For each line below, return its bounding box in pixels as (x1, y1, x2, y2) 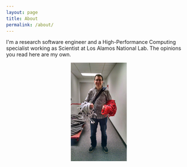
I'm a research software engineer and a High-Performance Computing (6, 39, 176, 46)
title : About (6, 15, 38, 22)
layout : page (6, 9, 38, 15)
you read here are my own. (6, 51, 72, 58)
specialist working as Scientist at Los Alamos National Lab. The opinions (6, 45, 181, 52)
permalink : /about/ (6, 22, 54, 28)
